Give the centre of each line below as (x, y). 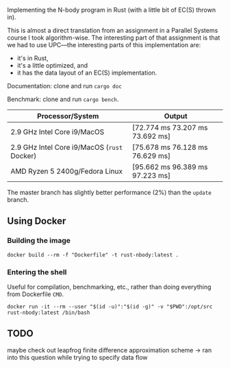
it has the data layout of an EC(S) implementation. (87, 73)
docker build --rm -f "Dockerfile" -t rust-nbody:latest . (93, 255)
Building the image (39, 241)
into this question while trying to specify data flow (78, 357)
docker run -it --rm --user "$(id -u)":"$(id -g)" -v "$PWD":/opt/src (110, 306)
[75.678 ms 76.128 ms (170, 147)
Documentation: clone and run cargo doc (64, 86)
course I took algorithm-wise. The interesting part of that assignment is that (114, 38)
